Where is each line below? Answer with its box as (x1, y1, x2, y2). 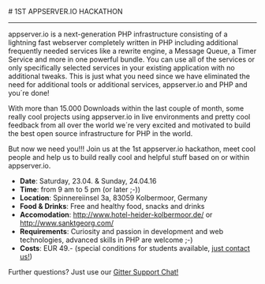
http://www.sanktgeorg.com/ (19, 218, 114, 228)
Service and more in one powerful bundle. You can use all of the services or (8, 55, 255, 64)
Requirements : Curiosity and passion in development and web (19, 227, 223, 236)
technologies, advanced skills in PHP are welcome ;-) (19, 235, 193, 244)
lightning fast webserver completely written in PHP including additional (8, 38, 238, 47)
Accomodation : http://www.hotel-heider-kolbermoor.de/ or (19, 210, 213, 219)
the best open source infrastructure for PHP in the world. (8, 129, 193, 138)
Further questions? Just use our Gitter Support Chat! (8, 267, 179, 276)
